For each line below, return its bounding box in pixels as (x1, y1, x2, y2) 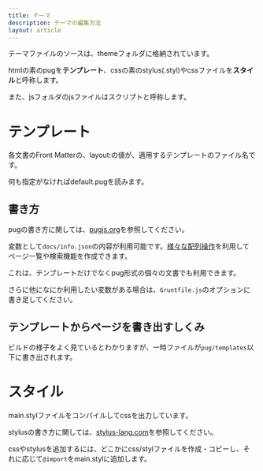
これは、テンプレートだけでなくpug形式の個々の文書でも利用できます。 (8, 268, 241, 278)
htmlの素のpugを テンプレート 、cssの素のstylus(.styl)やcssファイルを (8, 65, 234, 75)
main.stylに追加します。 (74, 454, 152, 463)
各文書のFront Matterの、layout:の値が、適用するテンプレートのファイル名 (8, 151, 250, 160)
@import (43, 455, 69, 463)
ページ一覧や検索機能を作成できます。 (8, 252, 132, 261)
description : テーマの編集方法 (8, 19, 102, 27)
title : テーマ (8, 11, 51, 20)
